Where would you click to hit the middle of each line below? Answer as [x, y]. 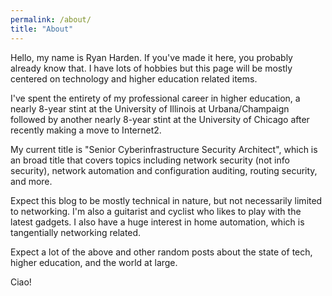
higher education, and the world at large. [94, 262]
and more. [31, 181]
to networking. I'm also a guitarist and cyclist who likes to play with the [156, 211]
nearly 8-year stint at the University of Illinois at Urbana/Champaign [150, 108]
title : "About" [42, 29]
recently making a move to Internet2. [86, 130]
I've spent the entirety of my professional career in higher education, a [155, 98]
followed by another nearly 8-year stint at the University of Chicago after [160, 119]
